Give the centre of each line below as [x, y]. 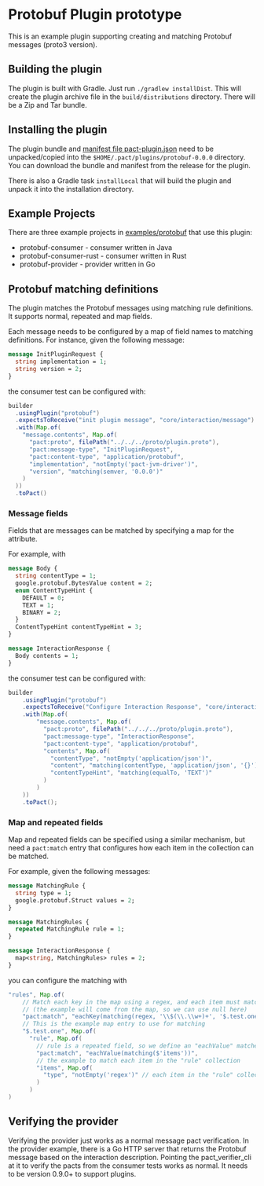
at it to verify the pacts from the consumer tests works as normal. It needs [128, 1166]
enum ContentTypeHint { [54, 590]
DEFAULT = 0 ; [44, 598]
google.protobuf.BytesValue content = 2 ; [84, 583]
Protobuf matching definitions [83, 289]
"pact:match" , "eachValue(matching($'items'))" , [117, 1053]
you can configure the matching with [68, 980]
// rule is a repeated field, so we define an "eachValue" [135, 1046]
